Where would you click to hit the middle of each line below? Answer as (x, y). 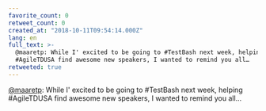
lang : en (23, 38)
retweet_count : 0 (37, 23)
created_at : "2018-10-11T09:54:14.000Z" (76, 30)
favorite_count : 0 (38, 15)
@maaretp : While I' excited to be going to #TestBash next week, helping (125, 90)
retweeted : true (35, 67)
